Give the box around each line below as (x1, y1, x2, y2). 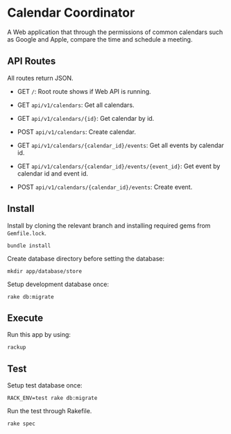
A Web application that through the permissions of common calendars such (7, 28, 223, 36)
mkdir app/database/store (7, 267, 82, 275)
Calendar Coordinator (7, 5, 135, 21)
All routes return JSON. (7, 74, 74, 82)
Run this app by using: (7, 331, 71, 339)
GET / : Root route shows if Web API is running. (17, 87, 151, 95)
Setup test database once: (7, 381, 83, 390)
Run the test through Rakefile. (7, 407, 92, 415)
